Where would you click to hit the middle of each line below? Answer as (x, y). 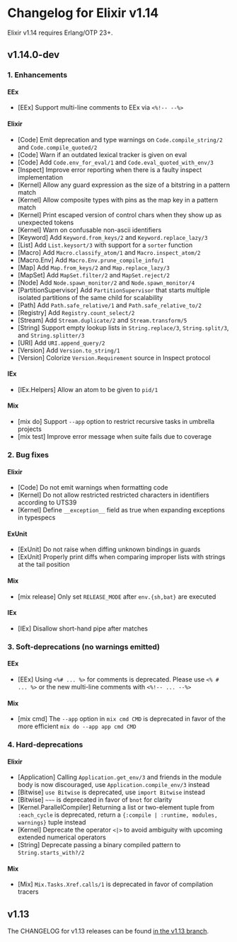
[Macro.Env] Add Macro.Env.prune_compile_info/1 (91, 260)
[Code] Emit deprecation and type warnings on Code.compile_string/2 (120, 139)
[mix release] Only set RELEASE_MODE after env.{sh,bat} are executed (117, 597)
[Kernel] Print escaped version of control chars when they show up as (120, 214)
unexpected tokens (46, 222)
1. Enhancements (37, 75)
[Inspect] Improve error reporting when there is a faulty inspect (110, 170)
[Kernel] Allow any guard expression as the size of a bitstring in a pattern (124, 185)
